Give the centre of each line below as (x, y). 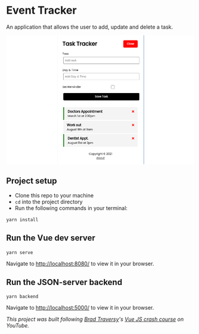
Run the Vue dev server (51, 238)
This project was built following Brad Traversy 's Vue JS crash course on (95, 319)
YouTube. (18, 326)
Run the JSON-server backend (64, 282)
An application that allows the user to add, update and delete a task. (90, 27)
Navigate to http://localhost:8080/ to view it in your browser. (80, 264)
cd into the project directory (49, 202)
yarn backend (22, 297)
